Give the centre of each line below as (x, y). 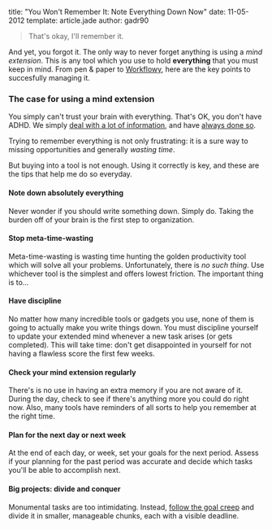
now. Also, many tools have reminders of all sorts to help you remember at (133, 408)
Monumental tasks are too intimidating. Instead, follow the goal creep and (131, 507)
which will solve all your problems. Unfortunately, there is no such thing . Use (136, 264)
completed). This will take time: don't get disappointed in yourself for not (130, 344)
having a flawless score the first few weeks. (82, 353)
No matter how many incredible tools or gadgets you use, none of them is (131, 319)
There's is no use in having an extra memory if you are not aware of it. (126, 391)
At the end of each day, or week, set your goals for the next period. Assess (134, 453)
